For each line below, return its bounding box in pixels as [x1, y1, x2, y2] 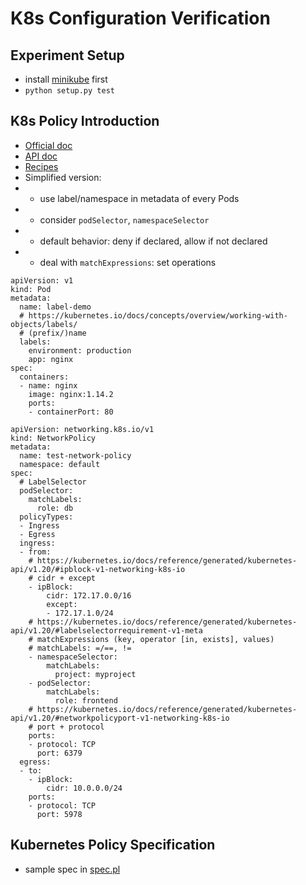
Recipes [24, 160, 59, 172]
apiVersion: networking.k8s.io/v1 [10, 424, 155, 434]
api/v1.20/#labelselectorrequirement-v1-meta [10, 625, 203, 636]
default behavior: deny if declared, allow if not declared [39, 235, 268, 247]
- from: [19, 547, 52, 557]
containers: [19, 372, 70, 382]
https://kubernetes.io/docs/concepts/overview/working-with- [28, 310, 288, 321]
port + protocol [36, 722, 105, 732]
